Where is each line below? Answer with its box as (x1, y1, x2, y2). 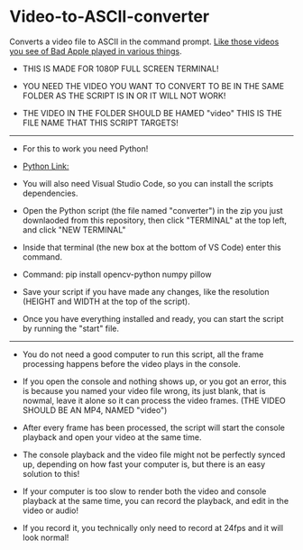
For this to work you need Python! (22, 142, 149, 154)
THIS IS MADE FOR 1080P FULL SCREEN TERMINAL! (22, 63, 219, 74)
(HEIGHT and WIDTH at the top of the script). (22, 296, 191, 307)
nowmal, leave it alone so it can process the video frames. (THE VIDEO (22, 395, 286, 406)
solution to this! (22, 468, 80, 479)
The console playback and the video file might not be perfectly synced (22, 449, 286, 460)
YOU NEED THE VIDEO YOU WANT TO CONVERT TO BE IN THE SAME (22, 80, 285, 91)
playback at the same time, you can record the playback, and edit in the (22, 495, 289, 506)
